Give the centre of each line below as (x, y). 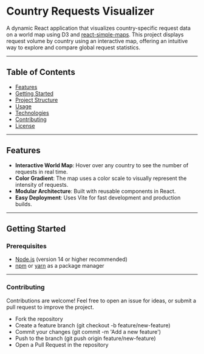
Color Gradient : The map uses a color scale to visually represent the (101, 178)
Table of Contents (41, 72)
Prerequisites (26, 246)
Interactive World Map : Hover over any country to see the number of (102, 165)
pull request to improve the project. (50, 307)
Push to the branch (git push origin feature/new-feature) (85, 338)
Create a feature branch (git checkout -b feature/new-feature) (93, 325)
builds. (23, 204)
